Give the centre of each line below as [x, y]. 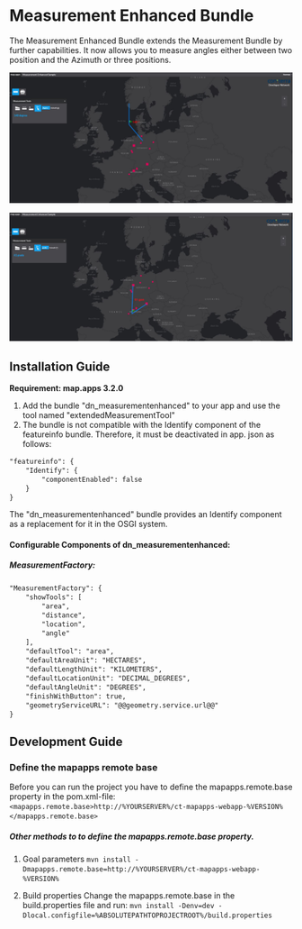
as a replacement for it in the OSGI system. [89, 524]
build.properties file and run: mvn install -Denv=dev [118, 906]
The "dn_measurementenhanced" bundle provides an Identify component [146, 514]
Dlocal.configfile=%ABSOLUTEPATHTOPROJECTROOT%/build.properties [147, 915]
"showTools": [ [54, 597]
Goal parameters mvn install [77, 859]
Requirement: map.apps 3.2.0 [67, 387]
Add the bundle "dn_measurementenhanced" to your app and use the [151, 405]
